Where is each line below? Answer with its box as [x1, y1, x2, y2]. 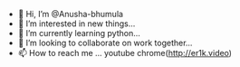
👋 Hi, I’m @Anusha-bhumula [17, 9, 124, 19]
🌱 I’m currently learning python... [17, 28, 140, 38]
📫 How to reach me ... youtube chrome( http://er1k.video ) [17, 48, 233, 58]
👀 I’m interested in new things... [17, 18, 136, 29]
